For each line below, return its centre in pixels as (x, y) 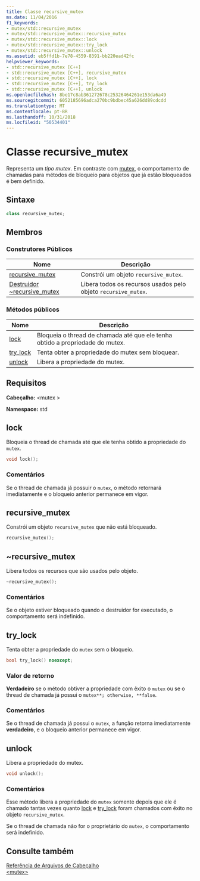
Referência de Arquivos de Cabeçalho (53, 866)
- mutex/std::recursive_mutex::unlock (54, 51)
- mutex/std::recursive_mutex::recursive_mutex (66, 34)
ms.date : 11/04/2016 (32, 17)
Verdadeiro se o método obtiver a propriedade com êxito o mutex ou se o (96, 688)
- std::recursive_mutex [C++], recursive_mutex (66, 73)
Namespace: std (27, 409)
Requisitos (26, 383)
